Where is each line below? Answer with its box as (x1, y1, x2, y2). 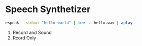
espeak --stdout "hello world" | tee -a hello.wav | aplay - (5, 20, 137, 25)
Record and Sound (12, 29, 52, 35)
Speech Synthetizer (5, 4, 91, 15)
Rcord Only (12, 34, 37, 41)
